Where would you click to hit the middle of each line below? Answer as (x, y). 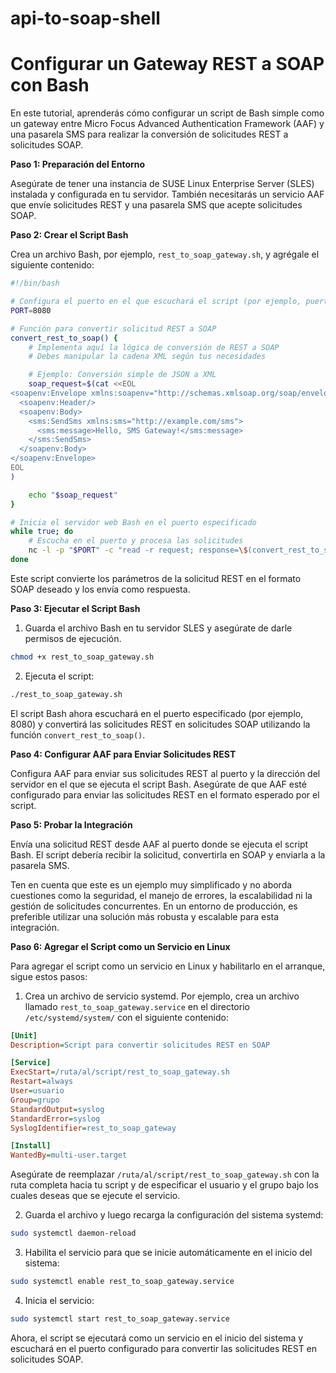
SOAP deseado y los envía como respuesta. (100, 589)
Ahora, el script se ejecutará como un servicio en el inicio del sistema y (157, 1338)
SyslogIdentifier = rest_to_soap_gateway (93, 1128)
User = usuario (37, 1091)
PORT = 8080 (31, 310)
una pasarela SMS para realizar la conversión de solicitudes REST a (149, 134)
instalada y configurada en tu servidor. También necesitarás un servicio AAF (167, 194)
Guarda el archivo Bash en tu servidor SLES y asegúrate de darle (158, 628)
